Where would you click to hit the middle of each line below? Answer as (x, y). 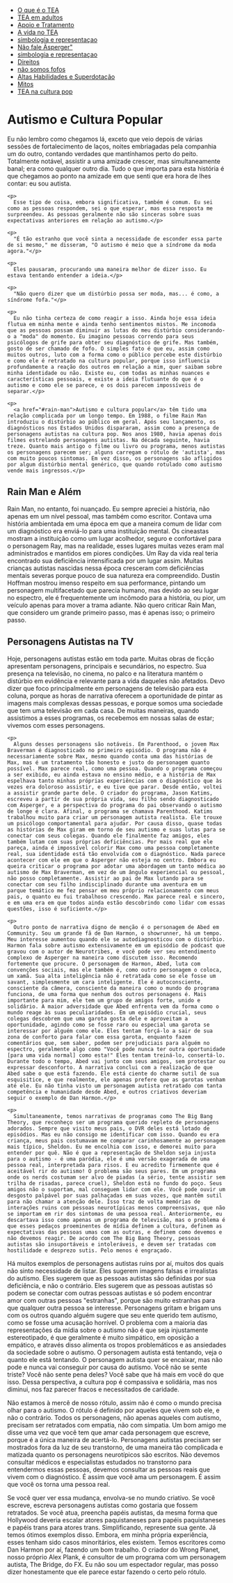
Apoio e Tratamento (46, 25)
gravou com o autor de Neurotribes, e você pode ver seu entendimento (112, 951)
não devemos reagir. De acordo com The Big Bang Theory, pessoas (104, 1238)
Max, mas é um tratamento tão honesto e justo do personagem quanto (109, 763)
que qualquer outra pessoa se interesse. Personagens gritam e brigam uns (114, 1308)
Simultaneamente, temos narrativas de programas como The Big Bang (113, 1116)
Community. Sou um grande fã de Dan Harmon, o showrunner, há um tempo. (115, 933)
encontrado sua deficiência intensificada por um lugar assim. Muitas (105, 560)
